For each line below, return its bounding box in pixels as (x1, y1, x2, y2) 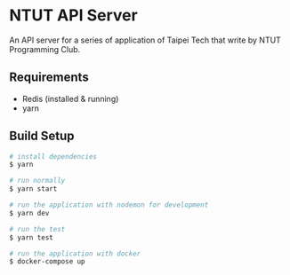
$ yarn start (9, 185, 58, 193)
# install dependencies (9, 152, 98, 161)
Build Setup (9, 129, 75, 144)
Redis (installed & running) (21, 93, 119, 104)
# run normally (9, 177, 66, 185)
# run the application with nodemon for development (9, 200, 209, 209)
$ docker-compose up (9, 257, 86, 266)
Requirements (9, 70, 89, 85)
